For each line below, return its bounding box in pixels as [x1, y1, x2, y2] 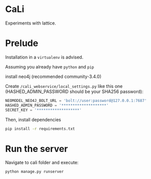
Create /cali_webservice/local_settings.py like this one [5, 83, 123, 89]
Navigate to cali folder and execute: [5, 159, 79, 165]
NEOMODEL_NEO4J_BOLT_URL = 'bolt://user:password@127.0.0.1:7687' [5, 98, 147, 103]
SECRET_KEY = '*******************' [5, 107, 82, 112]
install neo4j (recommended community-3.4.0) [5, 73, 102, 79]
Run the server [5, 143, 68, 154]
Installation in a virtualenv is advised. [5, 54, 84, 60]
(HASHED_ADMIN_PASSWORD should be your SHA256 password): [5, 88, 144, 94]
